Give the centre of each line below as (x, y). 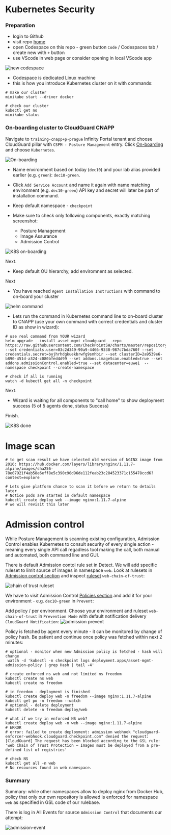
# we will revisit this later (37, 504)
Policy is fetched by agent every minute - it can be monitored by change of (84, 631)
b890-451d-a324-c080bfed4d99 (36, 359)
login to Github (28, 36)
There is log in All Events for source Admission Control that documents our (83, 812)
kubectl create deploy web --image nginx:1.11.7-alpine (66, 500)
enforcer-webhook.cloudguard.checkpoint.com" (54, 736)
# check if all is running (34, 376)
